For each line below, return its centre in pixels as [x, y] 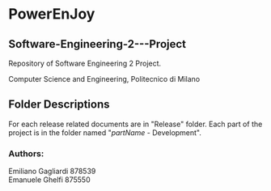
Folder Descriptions [59, 105]
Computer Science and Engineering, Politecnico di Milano [104, 79]
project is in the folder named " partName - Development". [105, 132]
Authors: [26, 153]
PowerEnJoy [52, 14]
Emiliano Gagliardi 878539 [52, 172]
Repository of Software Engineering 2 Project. [85, 63]
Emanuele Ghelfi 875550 [49, 180]
